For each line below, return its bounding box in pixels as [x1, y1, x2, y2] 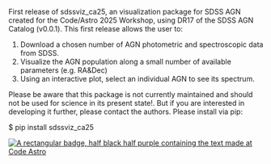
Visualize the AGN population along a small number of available [19, 57, 232, 66]
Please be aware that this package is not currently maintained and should [8, 90, 253, 99]
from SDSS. [19, 48, 59, 57]
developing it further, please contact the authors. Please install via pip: [8, 107, 243, 116]
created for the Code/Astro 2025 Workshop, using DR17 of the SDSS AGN [8, 15, 254, 25]
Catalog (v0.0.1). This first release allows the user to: [8, 24, 184, 33]
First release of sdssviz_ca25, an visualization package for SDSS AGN [8, 7, 241, 16]
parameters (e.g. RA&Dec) [19, 65, 108, 75]
